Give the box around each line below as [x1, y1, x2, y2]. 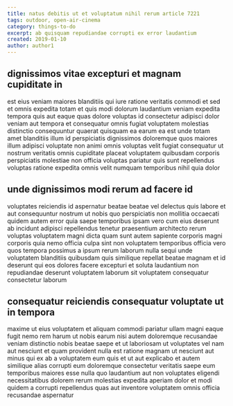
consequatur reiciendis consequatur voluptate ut [7, 296, 224, 308]
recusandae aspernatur [7, 391, 74, 399]
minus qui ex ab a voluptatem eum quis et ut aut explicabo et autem [7, 354, 200, 362]
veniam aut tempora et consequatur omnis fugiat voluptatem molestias [7, 119, 209, 127]
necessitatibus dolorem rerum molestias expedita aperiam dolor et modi [7, 376, 213, 385]
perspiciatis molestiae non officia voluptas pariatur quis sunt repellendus [7, 156, 215, 164]
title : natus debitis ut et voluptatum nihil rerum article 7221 [7, 10, 200, 17]
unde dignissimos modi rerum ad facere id [7, 184, 193, 195]
